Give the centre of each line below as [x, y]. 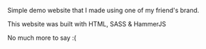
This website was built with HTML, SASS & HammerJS [87, 24]
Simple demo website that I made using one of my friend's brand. [103, 10]
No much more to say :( [42, 38]
